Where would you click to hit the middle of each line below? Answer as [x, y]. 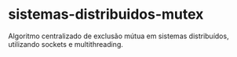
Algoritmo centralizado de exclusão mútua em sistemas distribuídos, [118, 36]
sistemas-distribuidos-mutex [106, 14]
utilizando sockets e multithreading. [66, 44]
